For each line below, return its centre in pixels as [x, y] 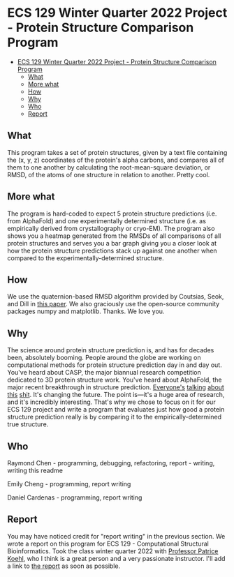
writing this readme [35, 470]
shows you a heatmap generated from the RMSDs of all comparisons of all [114, 236]
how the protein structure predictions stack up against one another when [112, 250]
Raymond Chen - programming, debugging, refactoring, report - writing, [111, 463]
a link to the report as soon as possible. [64, 566]
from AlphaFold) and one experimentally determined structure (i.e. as [107, 220]
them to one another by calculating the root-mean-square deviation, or [109, 167]
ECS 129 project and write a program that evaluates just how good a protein [116, 410]
